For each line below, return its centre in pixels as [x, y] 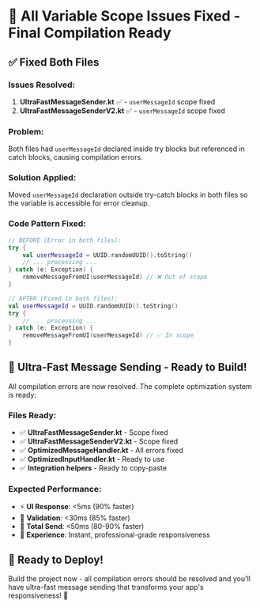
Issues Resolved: [42, 85]
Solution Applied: [42, 178]
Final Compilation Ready [90, 33]
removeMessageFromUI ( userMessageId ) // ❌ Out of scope [115, 277]
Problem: [26, 131]
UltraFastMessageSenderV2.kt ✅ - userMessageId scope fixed [122, 111]
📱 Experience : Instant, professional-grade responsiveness [115, 535]
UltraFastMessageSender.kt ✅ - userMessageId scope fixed [117, 101]
